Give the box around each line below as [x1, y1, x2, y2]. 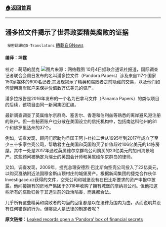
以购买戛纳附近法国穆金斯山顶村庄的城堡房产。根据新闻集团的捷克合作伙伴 [5, 170, 157, 176]
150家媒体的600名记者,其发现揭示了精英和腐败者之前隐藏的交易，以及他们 [5, 79, 156, 85]
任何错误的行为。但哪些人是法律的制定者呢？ [9, 206, 100, 212]
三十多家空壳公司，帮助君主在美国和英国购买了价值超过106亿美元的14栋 [9, 141, 156, 147]
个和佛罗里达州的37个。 [5, 125, 54, 131]
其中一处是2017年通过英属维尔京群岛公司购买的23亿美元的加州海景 [13, 148, 150, 154]
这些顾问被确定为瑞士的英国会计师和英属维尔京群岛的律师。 [13, 154, 135, 160]
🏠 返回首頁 [5, 4, 32, 11]
